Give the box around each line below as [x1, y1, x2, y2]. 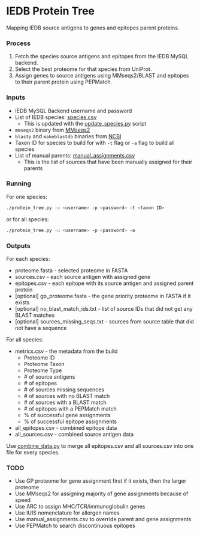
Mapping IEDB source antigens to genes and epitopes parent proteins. [6, 24, 180, 31]
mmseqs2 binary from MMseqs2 [14, 126, 90, 133]
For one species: [6, 193, 48, 200]
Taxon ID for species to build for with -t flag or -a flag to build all [14, 139, 175, 146]
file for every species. [6, 448, 60, 456]
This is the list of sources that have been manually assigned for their [23, 158, 193, 165]
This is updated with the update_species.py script [23, 120, 147, 127]
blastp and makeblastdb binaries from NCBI [14, 132, 122, 139]
